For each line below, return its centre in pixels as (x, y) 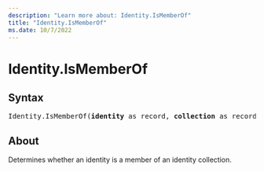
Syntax (26, 98)
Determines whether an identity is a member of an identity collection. (120, 160)
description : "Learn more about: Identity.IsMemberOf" (100, 15)
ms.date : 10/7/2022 (40, 30)
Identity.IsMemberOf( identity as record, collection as (118, 116)
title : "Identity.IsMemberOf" (58, 23)
